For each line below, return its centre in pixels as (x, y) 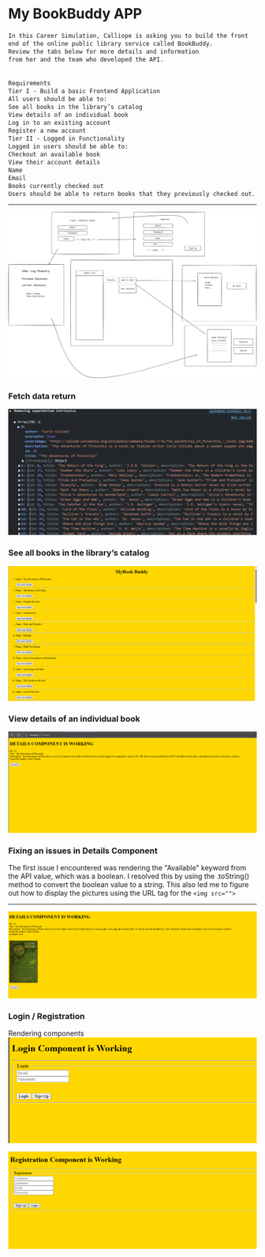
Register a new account (47, 130)
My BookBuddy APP (75, 14)
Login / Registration (47, 1016)
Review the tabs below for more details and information (104, 51)
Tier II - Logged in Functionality (67, 138)
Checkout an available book (54, 154)
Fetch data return (42, 396)
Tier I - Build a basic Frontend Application (84, 91)
